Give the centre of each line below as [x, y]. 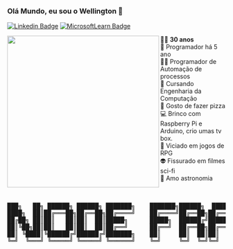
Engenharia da [181, 91]
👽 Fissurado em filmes [193, 161]
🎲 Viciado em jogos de [192, 146]
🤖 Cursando [177, 84]
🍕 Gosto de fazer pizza [193, 106]
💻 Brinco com [181, 114]
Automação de [181, 69]
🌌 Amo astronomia [187, 178]
